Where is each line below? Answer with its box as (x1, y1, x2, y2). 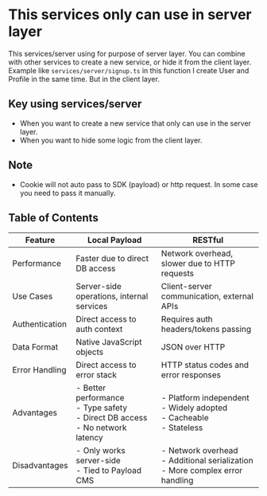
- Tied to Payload (75, 465, 141, 476)
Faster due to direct (75, 253, 149, 264)
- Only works (75, 445, 126, 456)
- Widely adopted (161, 402, 228, 413)
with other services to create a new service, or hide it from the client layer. (8, 57, 252, 67)
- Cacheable (161, 412, 209, 424)
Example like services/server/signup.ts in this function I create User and (8, 65, 250, 75)
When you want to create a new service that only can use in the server (19, 118, 252, 128)
